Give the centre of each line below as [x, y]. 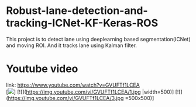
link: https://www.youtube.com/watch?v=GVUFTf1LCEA [73, 85]
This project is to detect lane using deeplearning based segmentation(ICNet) [98, 39]
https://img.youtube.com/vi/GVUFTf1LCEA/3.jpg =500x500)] [81, 98]
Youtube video [42, 69]
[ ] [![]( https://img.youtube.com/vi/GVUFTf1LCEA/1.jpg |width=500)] [90, 92]
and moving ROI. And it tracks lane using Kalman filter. [72, 45]
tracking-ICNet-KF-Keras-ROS [82, 23]
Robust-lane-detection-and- [77, 11]
